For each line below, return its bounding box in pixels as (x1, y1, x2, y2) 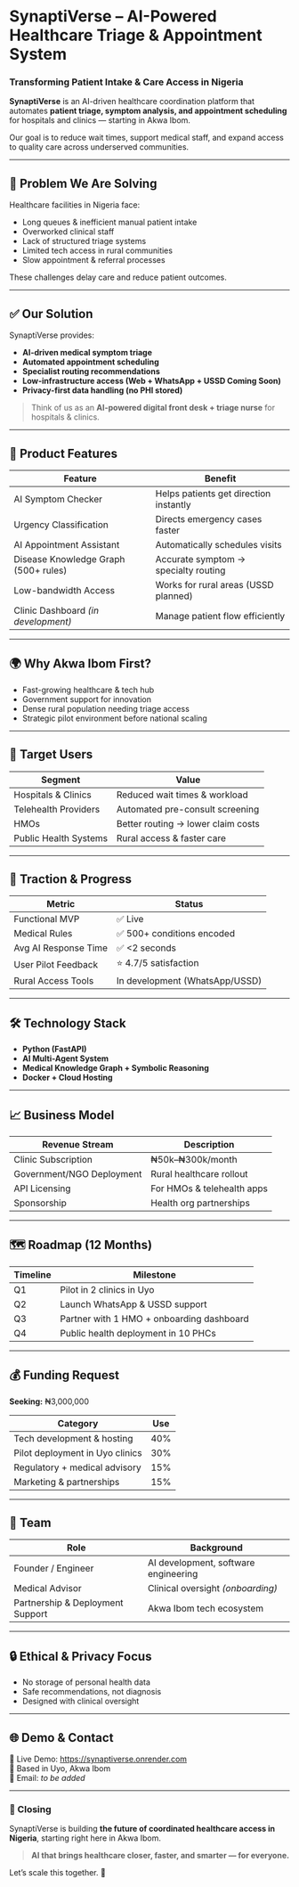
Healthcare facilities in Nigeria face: (9, 200, 141, 210)
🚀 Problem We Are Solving (9, 176, 158, 191)
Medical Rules (13, 927, 73, 940)
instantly (155, 498, 191, 511)
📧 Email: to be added (9, 1773, 86, 1784)
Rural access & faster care (116, 831, 227, 844)
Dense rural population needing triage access (21, 703, 190, 714)
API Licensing (13, 1182, 71, 1195)
